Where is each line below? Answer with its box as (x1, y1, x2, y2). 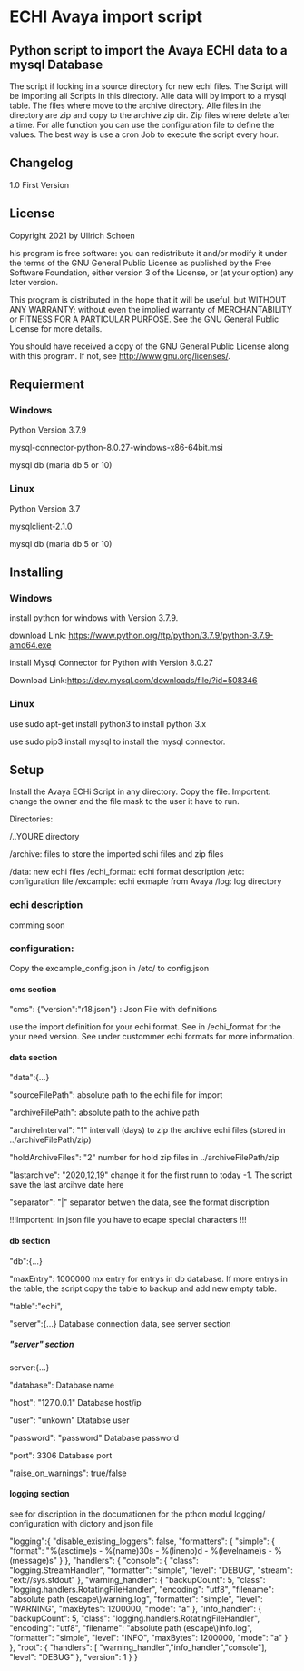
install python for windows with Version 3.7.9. (9, 612, 179, 623)
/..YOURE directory (9, 831, 80, 842)
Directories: (9, 813, 53, 824)
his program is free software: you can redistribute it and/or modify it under (9, 247, 288, 258)
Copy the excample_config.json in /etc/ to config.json (9, 963, 210, 973)
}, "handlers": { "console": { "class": (64, 1555, 200, 1566)
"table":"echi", (9, 1300, 64, 1311)
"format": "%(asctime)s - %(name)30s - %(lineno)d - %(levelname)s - (9, 1545, 272, 1556)
